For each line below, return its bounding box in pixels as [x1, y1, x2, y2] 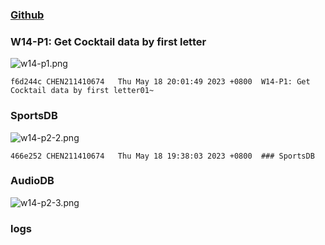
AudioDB [10, 174, 55, 188]
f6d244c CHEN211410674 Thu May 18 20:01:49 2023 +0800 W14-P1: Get [10, 77, 311, 87]
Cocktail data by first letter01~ [10, 86, 155, 96]
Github [10, 8, 45, 22]
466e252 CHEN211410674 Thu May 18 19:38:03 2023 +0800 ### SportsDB [10, 151, 315, 161]
